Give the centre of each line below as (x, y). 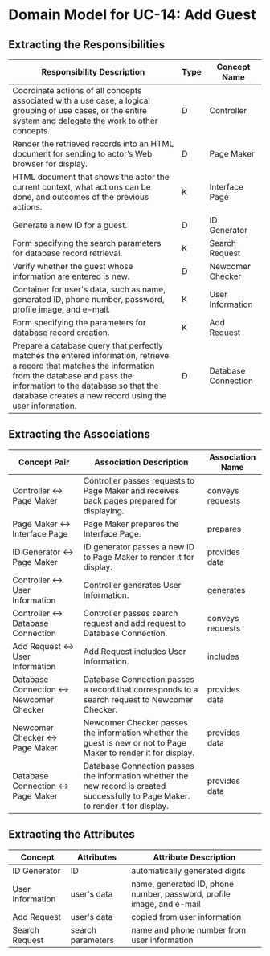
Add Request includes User (135, 651)
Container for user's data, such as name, (89, 289)
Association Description (141, 462)
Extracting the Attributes (72, 834)
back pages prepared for (130, 500)
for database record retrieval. (67, 253)
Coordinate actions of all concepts (77, 90)
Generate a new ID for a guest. (70, 225)
